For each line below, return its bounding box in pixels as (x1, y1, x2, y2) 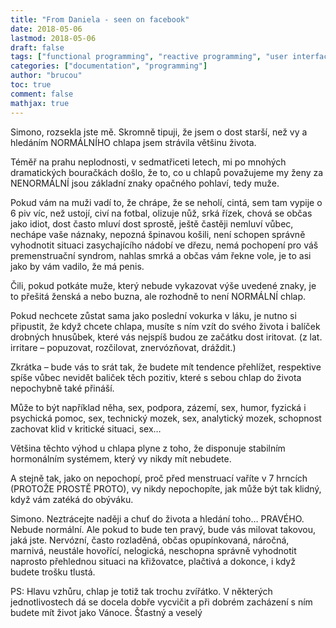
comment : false (10, 89, 74, 99)
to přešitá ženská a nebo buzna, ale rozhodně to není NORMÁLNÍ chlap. (10, 290, 307, 302)
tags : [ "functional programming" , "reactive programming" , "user (10, 52, 288, 62)
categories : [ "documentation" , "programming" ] (10, 61, 208, 71)
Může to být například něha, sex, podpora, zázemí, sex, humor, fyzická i (10, 401, 307, 413)
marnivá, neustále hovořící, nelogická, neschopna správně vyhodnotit (10, 544, 297, 556)
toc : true (10, 80, 52, 90)
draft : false (10, 42, 65, 53)
